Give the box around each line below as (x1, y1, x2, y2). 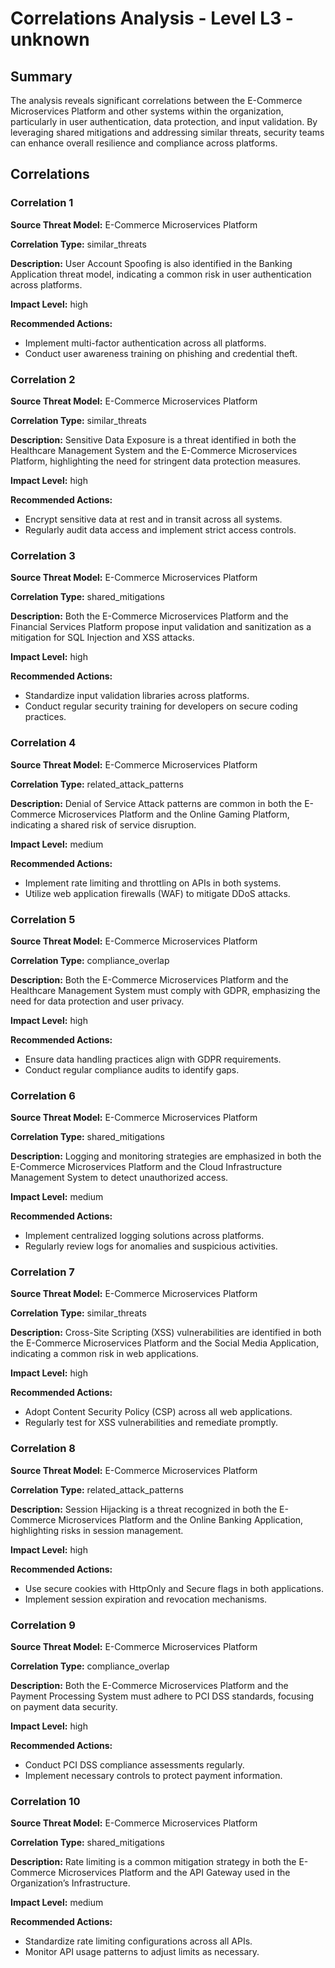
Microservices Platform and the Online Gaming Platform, (58, 808, 290, 820)
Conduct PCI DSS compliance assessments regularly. (24, 1759, 245, 1771)
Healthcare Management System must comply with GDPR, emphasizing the (10, 984, 321, 996)
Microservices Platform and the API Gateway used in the (58, 1867, 291, 1879)
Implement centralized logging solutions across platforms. (24, 1230, 265, 1242)
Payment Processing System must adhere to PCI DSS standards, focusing (10, 1690, 314, 1702)
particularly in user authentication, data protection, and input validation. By (10, 116, 318, 127)
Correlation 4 (10, 736, 77, 750)
